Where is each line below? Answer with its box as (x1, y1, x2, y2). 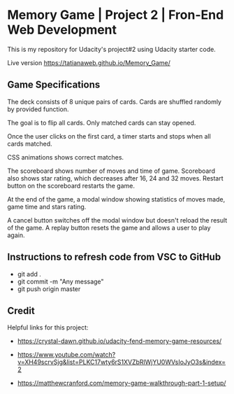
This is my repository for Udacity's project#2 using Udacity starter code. (7, 45, 217, 53)
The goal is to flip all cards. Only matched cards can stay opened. (7, 118, 196, 127)
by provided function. (7, 105, 69, 113)
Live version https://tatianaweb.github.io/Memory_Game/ (7, 58, 171, 66)
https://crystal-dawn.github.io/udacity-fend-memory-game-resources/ (17, 337, 222, 346)
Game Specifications (7, 79, 101, 91)
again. (7, 231, 26, 239)
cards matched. (7, 139, 52, 148)
